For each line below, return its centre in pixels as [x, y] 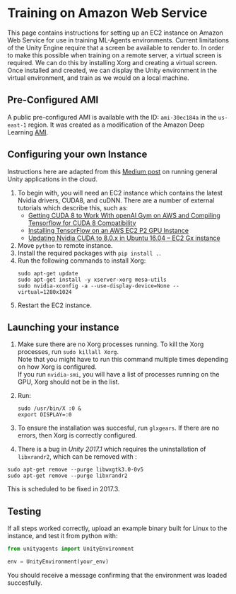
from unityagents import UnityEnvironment [71, 549]
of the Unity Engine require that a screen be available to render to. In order [116, 47]
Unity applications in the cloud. [52, 179]
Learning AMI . [28, 132]
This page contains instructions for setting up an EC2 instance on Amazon [116, 33]
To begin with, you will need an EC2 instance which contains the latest [120, 193]
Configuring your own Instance [77, 155]
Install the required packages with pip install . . [89, 253]
